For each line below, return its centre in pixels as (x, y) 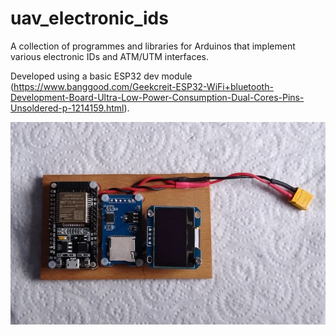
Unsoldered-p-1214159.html (67, 108)
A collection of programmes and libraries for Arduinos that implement (153, 46)
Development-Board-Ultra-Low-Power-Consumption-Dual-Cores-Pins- (157, 97)
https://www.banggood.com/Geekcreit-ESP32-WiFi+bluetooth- (143, 86)
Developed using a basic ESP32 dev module (101, 76)
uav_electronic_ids (89, 18)
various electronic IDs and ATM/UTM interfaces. (110, 56)
